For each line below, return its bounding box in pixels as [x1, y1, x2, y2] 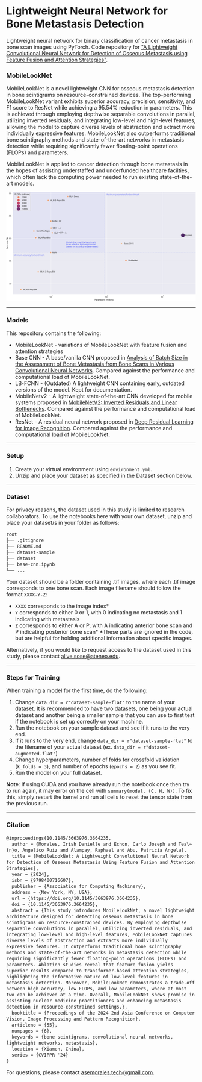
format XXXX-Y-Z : [6, 591, 47, 598]
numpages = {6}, [11, 1028, 52, 1034]
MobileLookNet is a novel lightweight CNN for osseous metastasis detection [6, 85, 195, 92]
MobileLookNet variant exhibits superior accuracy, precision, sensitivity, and [6, 98, 195, 105]
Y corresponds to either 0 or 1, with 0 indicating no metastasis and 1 [14, 609, 182, 616]
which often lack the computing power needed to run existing [6, 174, 159, 181]
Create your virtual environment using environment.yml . [14, 465, 152, 472]
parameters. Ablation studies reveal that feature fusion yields [6, 962, 173, 968]
